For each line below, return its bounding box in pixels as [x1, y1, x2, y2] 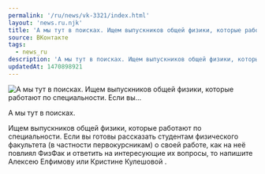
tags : [8, 41, 26, 49]
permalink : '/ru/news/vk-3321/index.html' [8, 11, 150, 20]
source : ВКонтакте [8, 33, 69, 42]
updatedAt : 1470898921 [8, 63, 83, 71]
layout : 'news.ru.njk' [8, 19, 83, 27]
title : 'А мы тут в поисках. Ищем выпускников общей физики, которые [8, 26, 242, 34]
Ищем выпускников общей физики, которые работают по [8, 123, 202, 132]
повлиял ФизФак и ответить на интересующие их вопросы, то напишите [8, 148, 253, 157]
